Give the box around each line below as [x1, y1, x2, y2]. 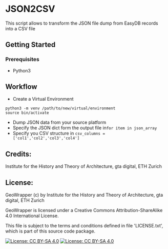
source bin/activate [5, 110, 50, 116]
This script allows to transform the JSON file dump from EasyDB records [5, 20, 158, 26]
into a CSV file [5, 25, 36, 31]
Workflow [5, 83, 37, 91]
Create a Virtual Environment [12, 96, 74, 102]
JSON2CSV [5, 3, 55, 15]
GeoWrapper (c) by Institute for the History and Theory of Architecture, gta [5, 192, 163, 198]
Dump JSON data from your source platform [12, 119, 107, 126]
